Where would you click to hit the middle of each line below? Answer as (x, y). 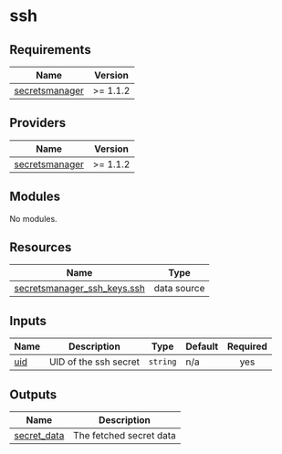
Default (202, 346)
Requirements (50, 50)
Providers (38, 123)
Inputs (28, 321)
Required (247, 346)
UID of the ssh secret (94, 362)
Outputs (33, 394)
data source (179, 289)
